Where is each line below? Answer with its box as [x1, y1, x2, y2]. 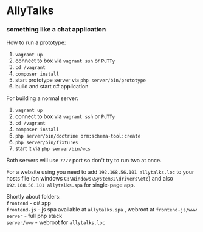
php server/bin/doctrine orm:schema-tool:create [15, 133, 141, 139]
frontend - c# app [6, 199, 52, 207]
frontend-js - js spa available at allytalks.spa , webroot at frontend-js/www [6, 206, 198, 213]
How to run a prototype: [6, 39, 66, 46]
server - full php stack [6, 213, 63, 220]
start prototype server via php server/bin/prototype [15, 76, 146, 84]
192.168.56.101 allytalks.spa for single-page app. [6, 181, 136, 188]
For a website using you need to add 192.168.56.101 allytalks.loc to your [6, 168, 194, 176]
